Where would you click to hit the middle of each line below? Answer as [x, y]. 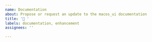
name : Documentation [26, 10]
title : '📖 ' [17, 19]
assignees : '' [19, 28]
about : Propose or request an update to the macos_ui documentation [76, 14]
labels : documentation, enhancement [42, 23]
